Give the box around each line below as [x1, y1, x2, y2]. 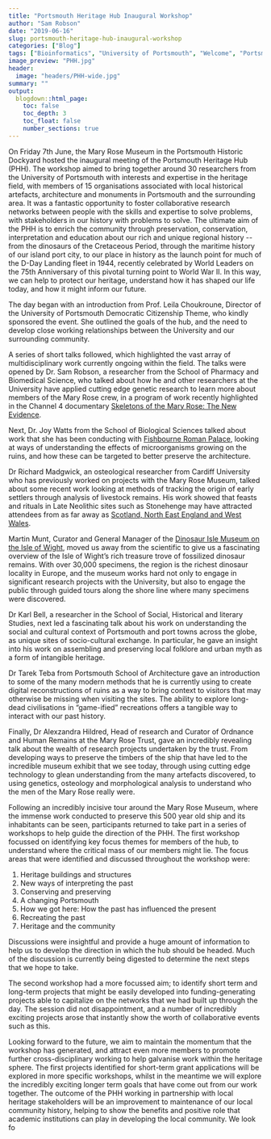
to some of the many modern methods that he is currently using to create [8, 676, 252, 687]
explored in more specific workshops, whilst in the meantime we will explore [8, 1071, 262, 1081]
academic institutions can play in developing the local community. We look [8, 1114, 256, 1124]
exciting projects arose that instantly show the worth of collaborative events [8, 1012, 261, 1022]
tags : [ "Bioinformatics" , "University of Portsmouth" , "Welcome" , [8, 49, 236, 57]
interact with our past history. [8, 711, 106, 721]
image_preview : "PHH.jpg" [8, 57, 95, 65]
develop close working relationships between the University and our [8, 325, 236, 335]
